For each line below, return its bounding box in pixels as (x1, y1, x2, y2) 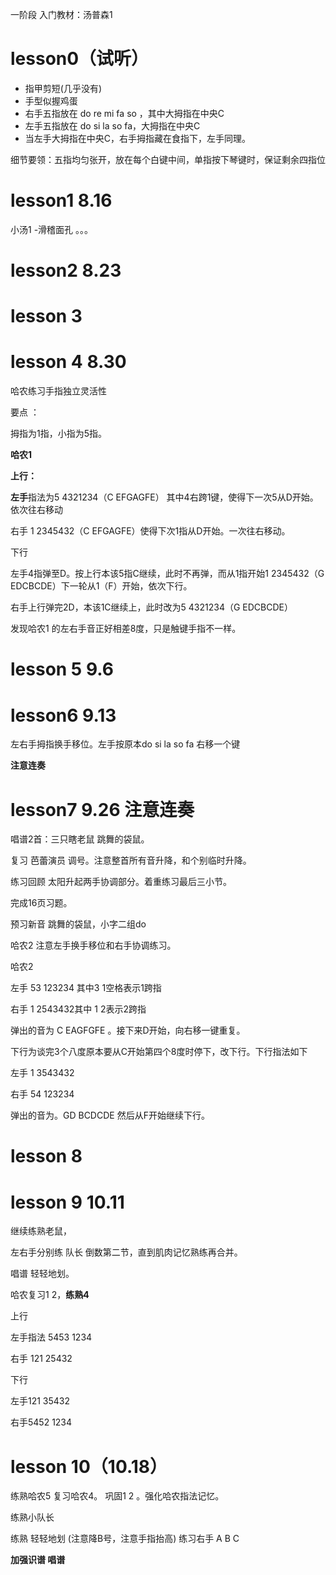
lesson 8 (10, 1145, 83, 1168)
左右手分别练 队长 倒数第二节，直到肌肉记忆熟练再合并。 (10, 1246, 243, 1258)
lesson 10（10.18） (10, 1455, 168, 1478)
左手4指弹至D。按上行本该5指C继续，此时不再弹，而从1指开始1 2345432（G (10, 568, 325, 580)
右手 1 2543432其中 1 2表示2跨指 (10, 1003, 147, 1015)
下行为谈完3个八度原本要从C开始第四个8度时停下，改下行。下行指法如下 (10, 1046, 308, 1058)
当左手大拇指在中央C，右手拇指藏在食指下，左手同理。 (24, 132, 252, 144)
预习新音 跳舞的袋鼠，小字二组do (10, 918, 147, 930)
